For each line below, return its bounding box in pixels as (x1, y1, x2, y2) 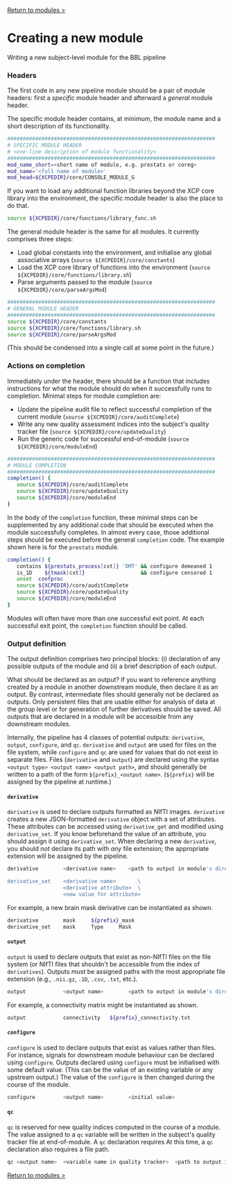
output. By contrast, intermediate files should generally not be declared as (7, 690, 219, 699)
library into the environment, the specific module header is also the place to (7, 194, 223, 202)
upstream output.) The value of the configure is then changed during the (7, 1073, 215, 1081)
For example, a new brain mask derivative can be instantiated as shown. (7, 903, 214, 911)
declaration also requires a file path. (7, 1145, 110, 1153)
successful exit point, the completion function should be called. (7, 622, 188, 630)
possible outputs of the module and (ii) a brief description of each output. (7, 662, 217, 670)
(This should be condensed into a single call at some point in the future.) (7, 343, 214, 352)
